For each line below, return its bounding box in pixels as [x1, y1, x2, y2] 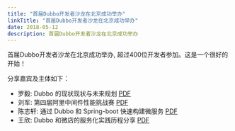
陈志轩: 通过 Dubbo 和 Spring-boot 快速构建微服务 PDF [17, 107, 178, 115]
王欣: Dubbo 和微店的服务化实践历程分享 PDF [17, 116, 150, 125]
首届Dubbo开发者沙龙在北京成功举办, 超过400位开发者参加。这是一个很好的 [7, 50, 229, 59]
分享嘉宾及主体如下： [7, 74, 69, 83]
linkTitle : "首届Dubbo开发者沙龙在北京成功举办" [7, 17, 139, 24]
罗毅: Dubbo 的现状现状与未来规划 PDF [17, 89, 131, 98]
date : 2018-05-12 [7, 23, 59, 30]
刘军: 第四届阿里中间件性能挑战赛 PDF [17, 98, 129, 107]
